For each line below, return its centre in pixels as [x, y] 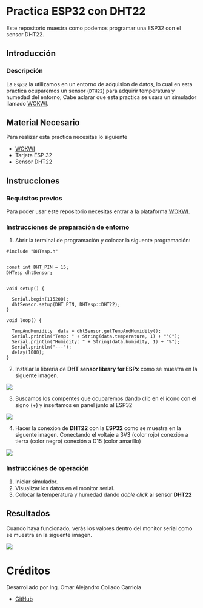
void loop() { [24, 321]
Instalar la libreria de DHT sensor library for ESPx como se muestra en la [106, 369]
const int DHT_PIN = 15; [38, 268]
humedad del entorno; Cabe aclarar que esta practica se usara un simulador [101, 97]
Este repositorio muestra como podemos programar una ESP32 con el [94, 28]
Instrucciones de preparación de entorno [68, 227]
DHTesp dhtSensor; [29, 273]
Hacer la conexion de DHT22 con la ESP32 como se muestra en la [98, 428]
